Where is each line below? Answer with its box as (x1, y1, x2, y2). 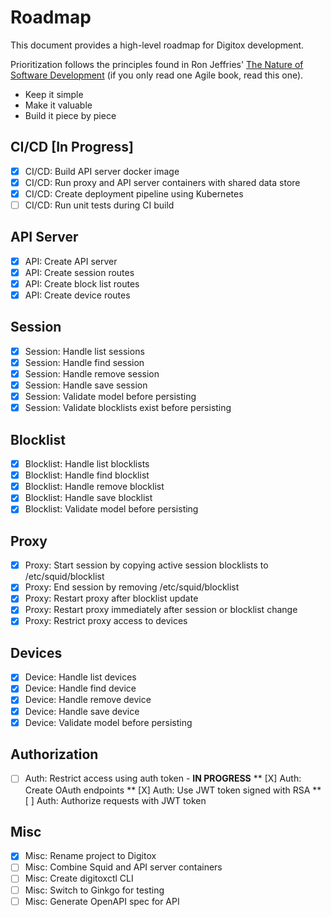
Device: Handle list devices (24, 671, 137, 683)
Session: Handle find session (24, 356, 145, 368)
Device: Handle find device (24, 682, 137, 695)
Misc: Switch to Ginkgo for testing (24, 884, 165, 896)
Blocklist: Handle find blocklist (24, 469, 150, 481)
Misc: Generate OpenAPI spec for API (24, 895, 180, 907)
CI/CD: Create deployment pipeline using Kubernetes (24, 187, 244, 200)
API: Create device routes (24, 289, 131, 301)
